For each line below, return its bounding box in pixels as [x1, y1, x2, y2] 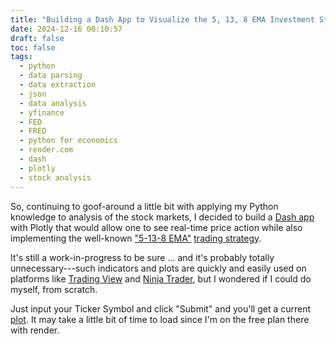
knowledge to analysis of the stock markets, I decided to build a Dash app [10, 211, 315, 223]
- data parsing [19, 71, 83, 81]
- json [19, 89, 47, 99]
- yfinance [19, 107, 65, 118]
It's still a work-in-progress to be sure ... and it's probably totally [10, 251, 275, 263]
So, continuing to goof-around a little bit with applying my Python [10, 200, 279, 212]
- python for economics [19, 136, 118, 146]
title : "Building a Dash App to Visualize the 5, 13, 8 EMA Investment [10, 14, 315, 25]
